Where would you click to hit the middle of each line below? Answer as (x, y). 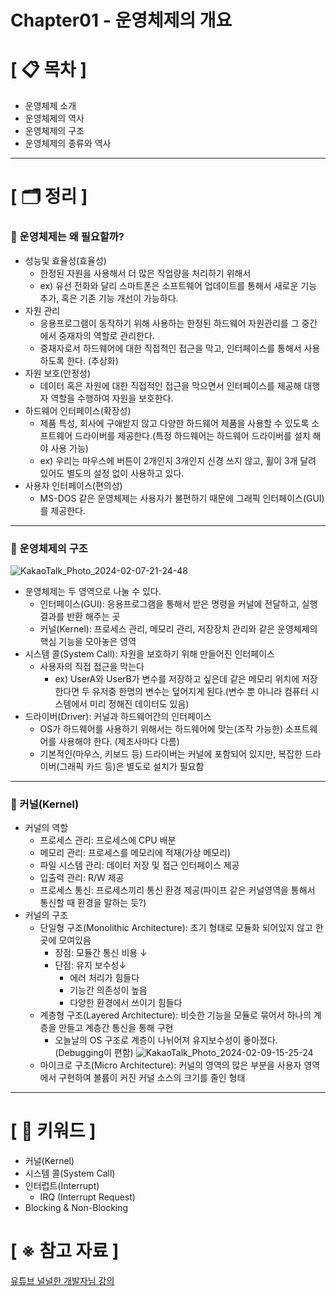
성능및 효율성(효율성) (65, 260)
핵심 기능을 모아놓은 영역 (88, 641)
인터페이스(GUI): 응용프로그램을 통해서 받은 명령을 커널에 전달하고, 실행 (178, 603)
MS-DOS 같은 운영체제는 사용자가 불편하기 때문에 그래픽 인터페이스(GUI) (182, 498)
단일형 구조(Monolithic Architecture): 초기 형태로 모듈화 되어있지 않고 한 (181, 928)
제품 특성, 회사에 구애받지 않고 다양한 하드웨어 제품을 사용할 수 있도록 (174, 423)
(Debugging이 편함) (94, 1053)
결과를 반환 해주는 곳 (80, 616)
